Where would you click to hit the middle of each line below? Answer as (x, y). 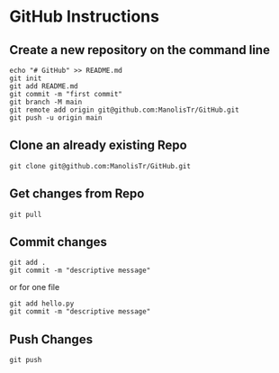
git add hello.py (42, 304)
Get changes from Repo (77, 194)
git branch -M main (46, 102)
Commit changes (58, 242)
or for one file (35, 287)
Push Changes (51, 339)
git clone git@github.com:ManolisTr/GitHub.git (100, 166)
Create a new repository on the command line (139, 50)
